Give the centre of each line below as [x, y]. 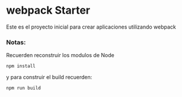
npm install [21, 66]
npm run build [24, 88]
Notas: [16, 42]
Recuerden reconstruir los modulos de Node [60, 55]
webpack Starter [48, 10]
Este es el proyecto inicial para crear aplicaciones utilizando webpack [91, 27]
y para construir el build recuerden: [49, 77]
